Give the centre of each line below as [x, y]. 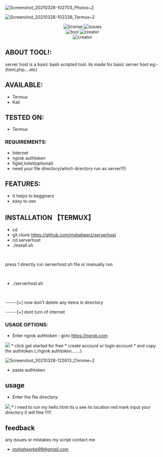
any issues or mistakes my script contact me [50, 440]
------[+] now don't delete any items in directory [54, 303]
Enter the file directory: [35, 397]
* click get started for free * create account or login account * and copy [83, 345]
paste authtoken [28, 370]
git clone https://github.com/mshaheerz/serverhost [64, 235]
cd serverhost [26, 240]
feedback [20, 428]
